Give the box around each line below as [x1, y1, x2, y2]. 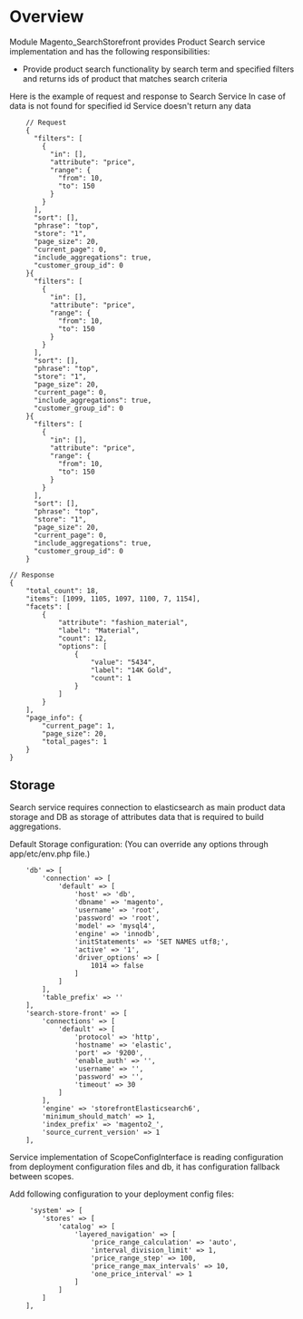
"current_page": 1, [42, 721, 116, 730]
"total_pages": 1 [42, 737, 107, 746]
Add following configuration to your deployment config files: [9, 1188, 234, 1199]
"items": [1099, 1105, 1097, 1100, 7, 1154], [25, 594, 201, 603]
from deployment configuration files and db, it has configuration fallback [9, 1161, 280, 1172]
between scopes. [9, 1170, 74, 1181]
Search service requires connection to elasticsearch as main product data [9, 801, 286, 813]
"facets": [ [25, 601, 71, 611]
